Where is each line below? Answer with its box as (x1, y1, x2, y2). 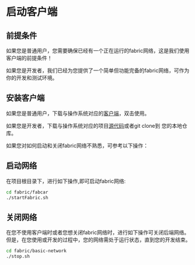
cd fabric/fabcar (6, 189, 49, 195)
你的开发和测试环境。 (6, 74, 57, 81)
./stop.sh (6, 253, 30, 260)
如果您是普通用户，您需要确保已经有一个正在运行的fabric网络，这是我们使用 (6, 47, 190, 54)
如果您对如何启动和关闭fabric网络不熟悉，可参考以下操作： (6, 142, 149, 149)
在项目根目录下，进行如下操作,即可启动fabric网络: (6, 177, 126, 185)
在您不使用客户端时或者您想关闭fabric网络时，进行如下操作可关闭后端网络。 (6, 229, 190, 236)
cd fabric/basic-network (6, 248, 67, 254)
